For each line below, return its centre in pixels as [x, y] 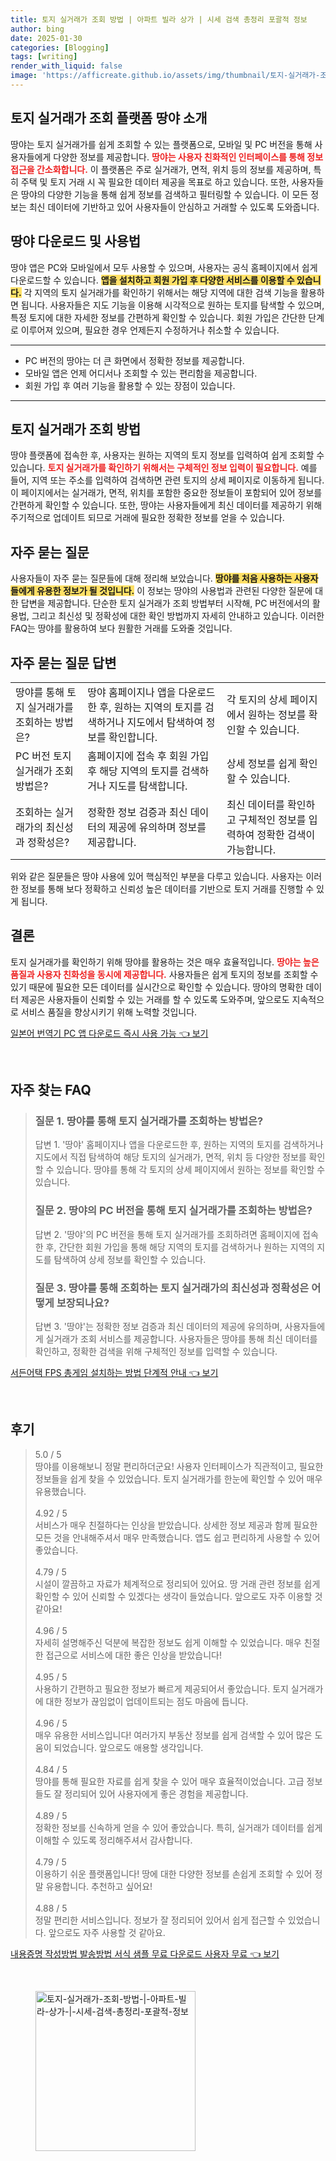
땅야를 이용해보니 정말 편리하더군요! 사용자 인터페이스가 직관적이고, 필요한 [179, 1466]
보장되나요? [83, 1303]
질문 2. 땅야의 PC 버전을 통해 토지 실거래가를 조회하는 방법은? [173, 1211]
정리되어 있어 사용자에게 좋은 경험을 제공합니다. [156, 1793]
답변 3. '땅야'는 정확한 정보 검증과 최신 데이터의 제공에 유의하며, [158, 1327]
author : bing [37, 29]
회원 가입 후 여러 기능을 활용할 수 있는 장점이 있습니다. [130, 385]
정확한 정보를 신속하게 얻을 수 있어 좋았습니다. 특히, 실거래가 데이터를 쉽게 [178, 1827]
